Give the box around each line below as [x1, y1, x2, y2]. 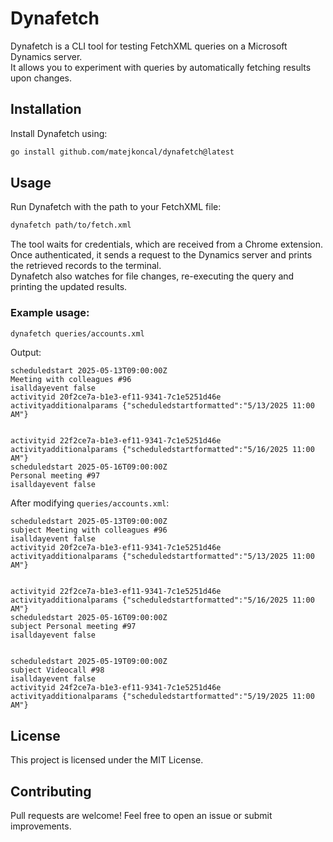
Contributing [10, 783, 92, 800]
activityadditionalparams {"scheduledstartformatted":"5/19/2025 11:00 [10, 692, 315, 702]
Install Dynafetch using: [10, 127, 108, 139]
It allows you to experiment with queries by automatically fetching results [10, 61, 312, 73]
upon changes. [10, 72, 73, 84]
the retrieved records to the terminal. [10, 260, 162, 272]
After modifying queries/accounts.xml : [10, 497, 170, 509]
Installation [10, 101, 82, 118]
